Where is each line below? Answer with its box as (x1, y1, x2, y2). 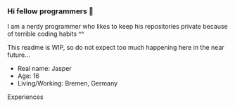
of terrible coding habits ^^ (7, 29, 84, 38)
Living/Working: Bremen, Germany (17, 79, 118, 88)
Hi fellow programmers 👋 (7, 6, 94, 16)
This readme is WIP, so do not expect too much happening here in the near (7, 43, 225, 52)
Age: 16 (17, 72, 40, 80)
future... (7, 50, 30, 59)
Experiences (7, 93, 44, 101)
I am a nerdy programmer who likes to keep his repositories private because (7, 22, 228, 31)
